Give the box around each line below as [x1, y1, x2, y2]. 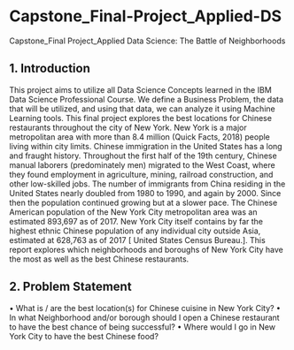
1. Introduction [9, 61, 90, 76]
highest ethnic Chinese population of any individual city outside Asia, [9, 225, 261, 236]
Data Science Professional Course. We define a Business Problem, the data [9, 94, 284, 104]
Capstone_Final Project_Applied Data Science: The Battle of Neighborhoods [9, 35, 286, 46]
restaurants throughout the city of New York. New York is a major [9, 122, 247, 133]
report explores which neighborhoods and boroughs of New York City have [9, 244, 283, 255]
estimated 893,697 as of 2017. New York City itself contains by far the [9, 216, 264, 226]
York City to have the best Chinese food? [9, 331, 159, 341]
